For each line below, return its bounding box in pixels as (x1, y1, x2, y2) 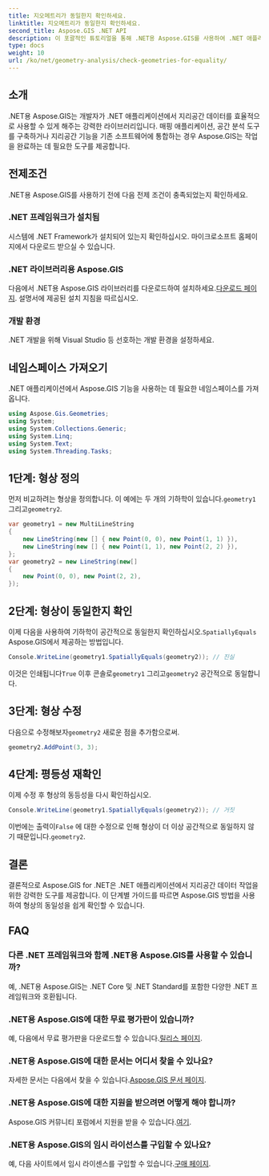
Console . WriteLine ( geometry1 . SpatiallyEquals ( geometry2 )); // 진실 (8, 653, 235, 661)
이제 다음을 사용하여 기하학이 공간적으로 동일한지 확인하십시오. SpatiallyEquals (8, 627, 257, 637)
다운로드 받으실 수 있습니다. (29, 242, 115, 251)
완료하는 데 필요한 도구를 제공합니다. (16, 141, 130, 151)
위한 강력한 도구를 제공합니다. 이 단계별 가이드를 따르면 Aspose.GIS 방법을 (8, 890, 241, 900)
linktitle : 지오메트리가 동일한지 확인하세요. (8, 19, 142, 27)
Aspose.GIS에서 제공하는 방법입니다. (8, 637, 124, 646)
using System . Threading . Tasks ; (8, 447, 113, 455)
